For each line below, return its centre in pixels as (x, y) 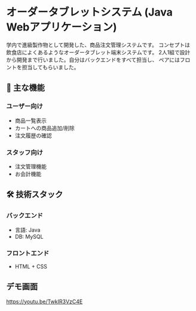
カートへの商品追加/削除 (45, 128)
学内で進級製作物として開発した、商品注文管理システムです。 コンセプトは (98, 45)
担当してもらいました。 (50, 67)
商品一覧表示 (30, 121)
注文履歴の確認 (33, 136)
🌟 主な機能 (25, 88)
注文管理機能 (30, 166)
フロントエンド (28, 253)
